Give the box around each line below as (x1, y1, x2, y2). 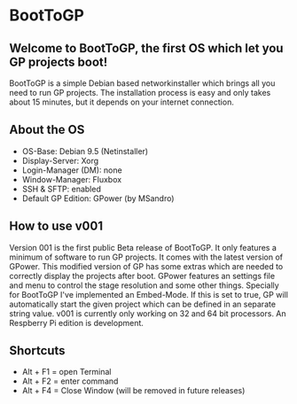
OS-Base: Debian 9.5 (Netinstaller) (21, 145, 149, 156)
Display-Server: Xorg (21, 155, 99, 166)
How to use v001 (9, 219, 104, 234)
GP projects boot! (9, 54, 108, 69)
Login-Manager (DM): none (21, 165, 122, 175)
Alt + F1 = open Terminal (21, 367, 112, 377)
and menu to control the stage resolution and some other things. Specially (9, 280, 279, 291)
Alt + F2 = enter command (21, 376, 119, 386)
